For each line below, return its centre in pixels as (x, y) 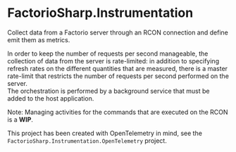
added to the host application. (51, 98)
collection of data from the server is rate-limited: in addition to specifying (113, 61)
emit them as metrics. (39, 39)
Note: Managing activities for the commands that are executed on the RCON (118, 112)
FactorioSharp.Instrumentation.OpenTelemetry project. (87, 140)
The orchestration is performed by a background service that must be (108, 91)
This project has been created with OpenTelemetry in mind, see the (105, 133)
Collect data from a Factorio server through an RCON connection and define (118, 32)
